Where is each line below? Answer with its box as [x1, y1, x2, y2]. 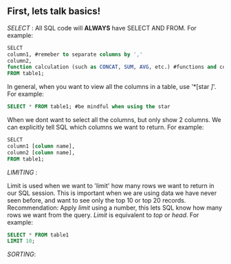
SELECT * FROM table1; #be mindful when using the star [7, 103, 170, 110]
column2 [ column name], [7, 149, 76, 156]
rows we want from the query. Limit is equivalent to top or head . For [7, 210, 199, 219]
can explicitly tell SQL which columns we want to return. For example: [7, 123, 204, 132]
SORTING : [7, 250, 36, 258]
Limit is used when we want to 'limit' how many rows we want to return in [7, 181, 214, 190]
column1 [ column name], [7, 143, 76, 150]
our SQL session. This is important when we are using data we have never [7, 189, 217, 197]
